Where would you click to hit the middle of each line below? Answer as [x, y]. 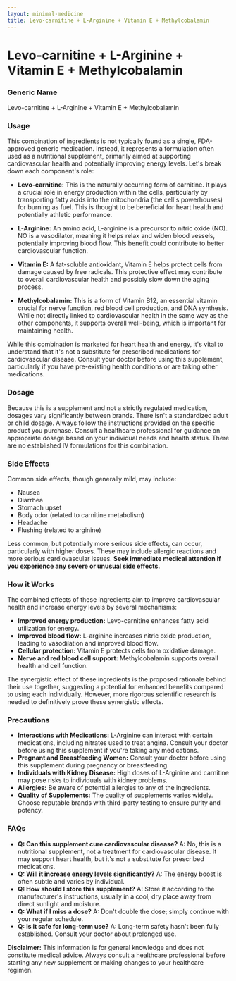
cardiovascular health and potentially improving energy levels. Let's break [114, 163]
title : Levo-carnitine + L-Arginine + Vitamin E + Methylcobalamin [108, 20]
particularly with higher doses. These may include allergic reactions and [112, 551]
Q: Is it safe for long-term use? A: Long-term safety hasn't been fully [118, 926]
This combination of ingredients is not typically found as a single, [102, 141]
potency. [30, 810]
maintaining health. [45, 331]
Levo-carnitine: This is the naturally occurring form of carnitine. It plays [122, 185]
